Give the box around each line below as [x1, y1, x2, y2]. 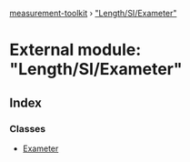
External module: [9, 40, 142, 60]
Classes [9, 122, 46, 135]
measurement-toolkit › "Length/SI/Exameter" [9, 8, 177, 18]
